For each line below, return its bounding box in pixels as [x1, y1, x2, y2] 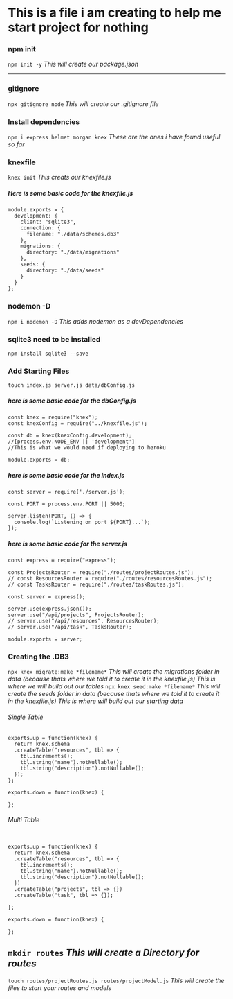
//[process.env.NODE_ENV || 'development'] [8, 438, 136, 445]
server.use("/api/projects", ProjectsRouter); [8, 611, 145, 618]
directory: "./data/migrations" [26, 249, 120, 256]
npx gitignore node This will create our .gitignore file [8, 99, 159, 108]
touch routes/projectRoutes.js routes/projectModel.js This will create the [8, 976, 225, 984]
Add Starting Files [8, 366, 70, 376]
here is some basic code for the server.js [8, 539, 127, 548]
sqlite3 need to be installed [8, 334, 101, 344]
